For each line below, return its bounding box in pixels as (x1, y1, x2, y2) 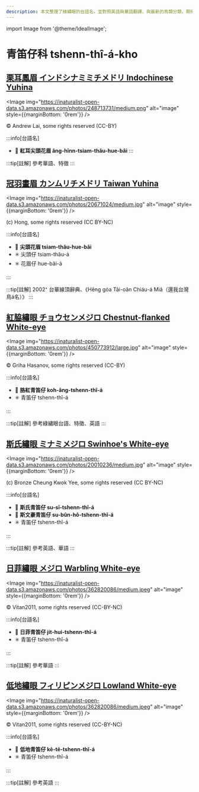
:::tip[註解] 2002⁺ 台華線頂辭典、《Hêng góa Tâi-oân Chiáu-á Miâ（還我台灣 (6, 286, 189, 293)
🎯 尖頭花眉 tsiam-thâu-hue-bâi (14, 243, 92, 250)
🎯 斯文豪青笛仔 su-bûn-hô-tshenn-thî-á (14, 511, 114, 519)
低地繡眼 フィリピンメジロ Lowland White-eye (6, 681, 176, 691)
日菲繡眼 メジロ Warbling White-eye (6, 564, 140, 574)
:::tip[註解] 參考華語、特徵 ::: (6, 159, 75, 166)
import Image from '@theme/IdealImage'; (6, 25, 107, 32)
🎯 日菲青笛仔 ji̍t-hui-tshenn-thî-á (14, 628, 97, 635)
